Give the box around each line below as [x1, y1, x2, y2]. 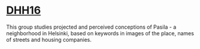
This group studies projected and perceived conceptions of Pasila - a [6, 23, 177, 30]
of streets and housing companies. [6, 36, 92, 43]
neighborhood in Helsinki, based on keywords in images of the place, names [6, 29, 194, 36]
